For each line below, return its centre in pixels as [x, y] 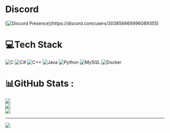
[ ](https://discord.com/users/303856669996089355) [82, 23]
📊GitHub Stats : [40, 84]
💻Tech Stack [34, 45]
